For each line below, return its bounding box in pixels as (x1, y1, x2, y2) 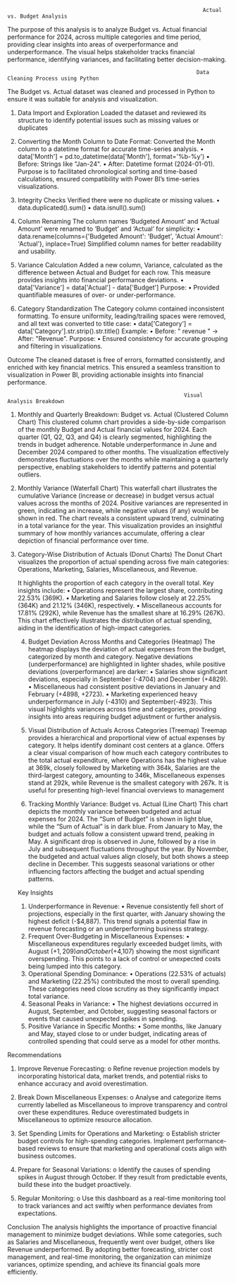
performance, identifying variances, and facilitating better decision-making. (7, 55, 227, 64)
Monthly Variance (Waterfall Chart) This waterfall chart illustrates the (17, 484, 217, 492)
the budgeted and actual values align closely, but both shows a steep (27, 853, 229, 860)
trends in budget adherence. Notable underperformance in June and (17, 440, 217, 448)
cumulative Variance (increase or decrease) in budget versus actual (17, 491, 215, 500)
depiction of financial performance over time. (17, 536, 149, 545)
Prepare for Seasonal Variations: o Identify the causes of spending (17, 1165, 211, 1174)
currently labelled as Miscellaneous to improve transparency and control (17, 1101, 228, 1109)
